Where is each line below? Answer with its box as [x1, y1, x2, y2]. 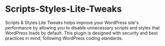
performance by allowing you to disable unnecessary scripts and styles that [5, 24, 160, 30]
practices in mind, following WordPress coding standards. [5, 35, 123, 41]
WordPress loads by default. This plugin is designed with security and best [5, 30, 158, 36]
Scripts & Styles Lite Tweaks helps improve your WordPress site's [5, 20, 139, 25]
